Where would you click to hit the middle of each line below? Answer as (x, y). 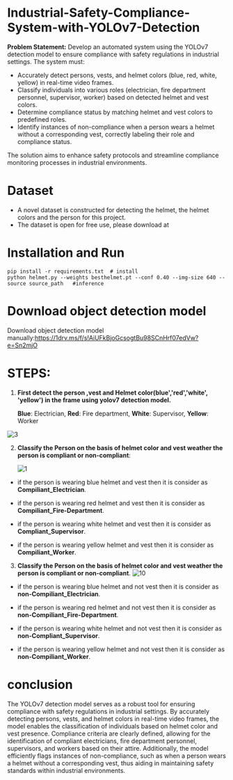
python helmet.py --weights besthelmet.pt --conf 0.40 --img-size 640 (112, 277)
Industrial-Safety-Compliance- (99, 13)
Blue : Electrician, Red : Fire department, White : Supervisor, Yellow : (113, 413)
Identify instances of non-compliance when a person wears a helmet (116, 127)
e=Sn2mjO (23, 345)
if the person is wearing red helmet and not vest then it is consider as (116, 607)
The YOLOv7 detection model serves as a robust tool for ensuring (101, 703)
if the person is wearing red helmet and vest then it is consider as (111, 503)
